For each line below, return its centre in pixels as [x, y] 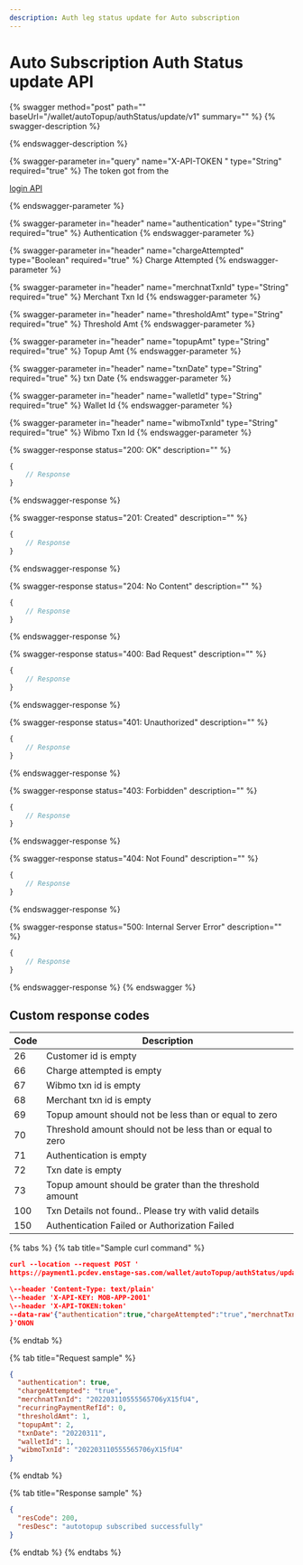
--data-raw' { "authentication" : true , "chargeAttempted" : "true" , [129, 1315]
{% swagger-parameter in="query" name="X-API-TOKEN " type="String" [146, 161]
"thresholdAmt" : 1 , [54, 1416]
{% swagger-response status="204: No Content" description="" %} [136, 586]
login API [26, 188]
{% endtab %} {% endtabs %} [65, 1552]
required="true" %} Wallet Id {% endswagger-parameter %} [121, 405]
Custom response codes [80, 1015]
